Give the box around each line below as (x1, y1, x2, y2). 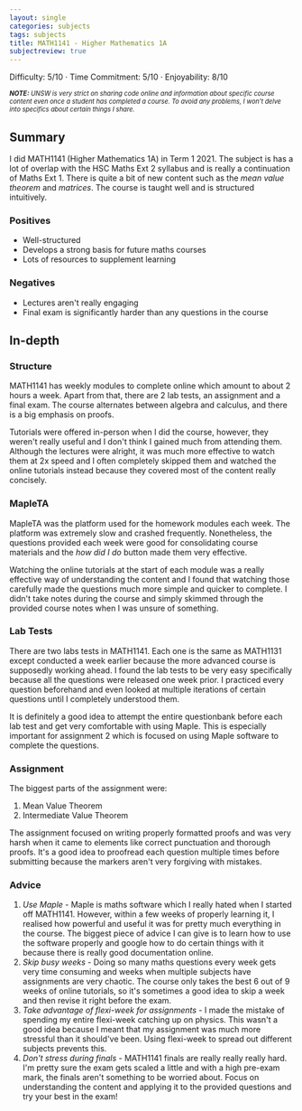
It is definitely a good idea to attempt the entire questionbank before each (9, 711, 283, 722)
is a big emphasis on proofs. (9, 409, 114, 420)
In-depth (9, 332, 60, 348)
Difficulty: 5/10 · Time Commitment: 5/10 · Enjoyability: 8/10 (9, 71, 228, 82)
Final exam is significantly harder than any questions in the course (22, 306, 269, 317)
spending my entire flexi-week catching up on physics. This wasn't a (22, 1014, 278, 1025)
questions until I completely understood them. (9, 693, 180, 705)
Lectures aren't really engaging (22, 297, 139, 308)
